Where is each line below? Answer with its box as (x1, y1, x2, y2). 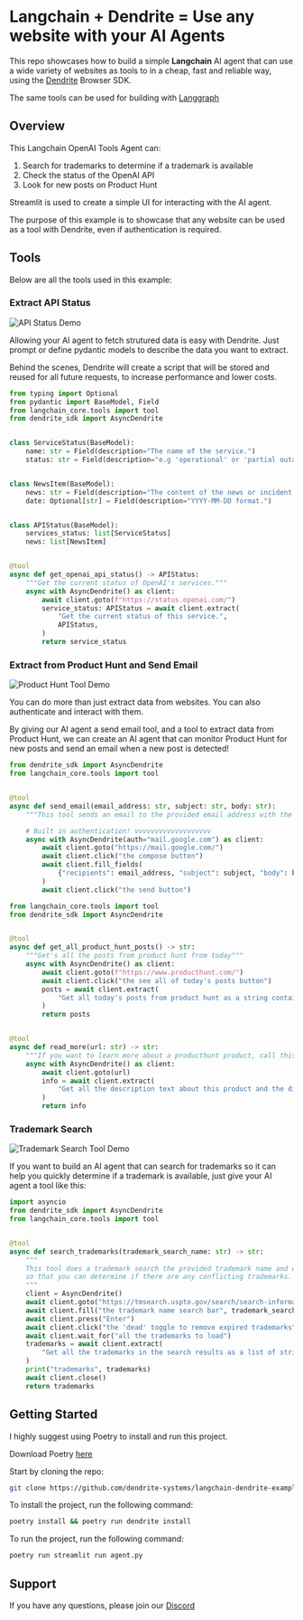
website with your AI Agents (9, 25, 225, 46)
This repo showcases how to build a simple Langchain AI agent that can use (9, 55, 293, 66)
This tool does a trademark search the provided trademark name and (25, 1264, 289, 1273)
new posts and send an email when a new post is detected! (9, 744, 230, 754)
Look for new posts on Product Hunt (22, 179, 158, 190)
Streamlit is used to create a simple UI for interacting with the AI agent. (9, 196, 272, 207)
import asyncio (9, 1198, 67, 1207)
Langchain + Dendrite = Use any (9, 6, 255, 27)
